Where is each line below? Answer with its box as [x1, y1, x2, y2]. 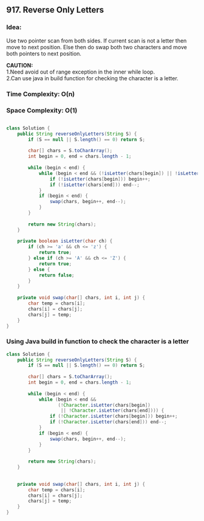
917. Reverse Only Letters [6, 5, 104, 15]
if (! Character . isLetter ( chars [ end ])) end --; [49, 419, 167, 425]
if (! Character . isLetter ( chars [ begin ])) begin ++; [49, 413, 178, 419]
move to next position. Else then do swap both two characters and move [6, 43, 187, 50]
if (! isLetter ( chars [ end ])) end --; [49, 182, 140, 188]
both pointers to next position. [6, 50, 82, 57]
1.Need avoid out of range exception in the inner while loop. [6, 68, 155, 75]
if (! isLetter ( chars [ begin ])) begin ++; [49, 176, 151, 182]
